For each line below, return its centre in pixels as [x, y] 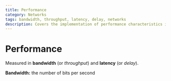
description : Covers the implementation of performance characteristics [84, 24]
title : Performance [26, 10]
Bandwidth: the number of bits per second [50, 73]
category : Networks [26, 15]
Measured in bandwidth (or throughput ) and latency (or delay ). [72, 63]
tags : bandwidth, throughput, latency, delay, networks [66, 19]
